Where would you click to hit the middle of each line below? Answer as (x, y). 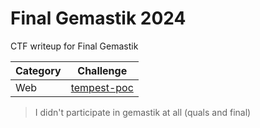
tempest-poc (102, 87)
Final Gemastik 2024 (98, 18)
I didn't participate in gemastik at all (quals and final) (143, 112)
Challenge (102, 70)
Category (38, 70)
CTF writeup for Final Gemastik (74, 46)
